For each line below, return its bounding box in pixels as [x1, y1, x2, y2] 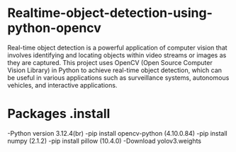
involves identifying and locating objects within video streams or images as [7, 51, 227, 59]
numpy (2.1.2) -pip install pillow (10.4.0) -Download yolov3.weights [7, 136, 202, 145]
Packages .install [7, 106, 111, 122]
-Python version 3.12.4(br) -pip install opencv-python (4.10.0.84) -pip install [7, 129, 228, 137]
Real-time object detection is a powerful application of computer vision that [7, 43, 228, 52]
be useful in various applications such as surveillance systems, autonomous [7, 73, 230, 82]
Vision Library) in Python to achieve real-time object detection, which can [7, 66, 222, 74]
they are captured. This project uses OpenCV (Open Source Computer [7, 58, 213, 66]
